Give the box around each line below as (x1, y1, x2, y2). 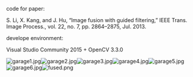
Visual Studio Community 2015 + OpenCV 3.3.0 (6, 46, 123, 53)
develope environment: (6, 35, 64, 41)
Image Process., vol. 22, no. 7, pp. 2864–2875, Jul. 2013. (6, 23, 147, 30)
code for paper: (6, 5, 45, 12)
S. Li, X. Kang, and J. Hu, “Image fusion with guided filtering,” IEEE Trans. (6, 17, 188, 23)
